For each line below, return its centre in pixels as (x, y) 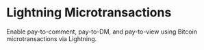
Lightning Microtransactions (89, 13)
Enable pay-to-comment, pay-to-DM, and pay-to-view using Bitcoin (102, 32)
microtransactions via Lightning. (52, 38)
